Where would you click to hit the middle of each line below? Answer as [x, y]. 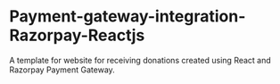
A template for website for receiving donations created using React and [140, 60]
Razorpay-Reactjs [77, 35]
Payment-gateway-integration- [128, 17]
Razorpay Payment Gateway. [62, 70]
